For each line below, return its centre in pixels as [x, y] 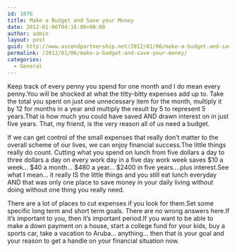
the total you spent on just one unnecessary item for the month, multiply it [115, 101]
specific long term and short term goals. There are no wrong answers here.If [119, 210]
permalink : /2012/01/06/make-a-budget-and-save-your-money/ [98, 53]
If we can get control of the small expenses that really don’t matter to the [113, 137]
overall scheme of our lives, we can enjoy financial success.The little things [117, 144]
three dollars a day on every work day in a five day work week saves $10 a [115, 160]
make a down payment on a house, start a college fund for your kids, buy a [116, 225]
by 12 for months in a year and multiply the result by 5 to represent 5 [107, 108]
